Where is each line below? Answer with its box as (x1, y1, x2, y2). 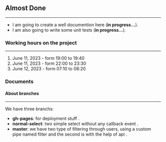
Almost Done (5, 4, 46, 12)
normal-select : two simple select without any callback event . (12, 121, 138, 127)
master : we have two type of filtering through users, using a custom (12, 126, 152, 132)
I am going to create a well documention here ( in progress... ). (12, 22, 138, 28)
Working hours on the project (5, 39, 77, 46)
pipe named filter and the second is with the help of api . (12, 131, 127, 138)
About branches (5, 90, 40, 96)
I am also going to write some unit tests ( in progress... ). (12, 27, 126, 33)
